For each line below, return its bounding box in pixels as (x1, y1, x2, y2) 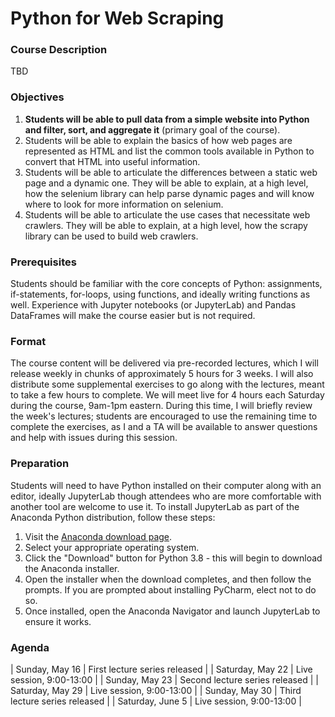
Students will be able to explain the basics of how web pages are (24, 134, 293, 146)
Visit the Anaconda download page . (24, 530, 173, 542)
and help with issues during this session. (10, 432, 178, 444)
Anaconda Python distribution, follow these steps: (10, 511, 216, 523)
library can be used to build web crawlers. (24, 230, 199, 242)
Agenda (10, 640, 50, 654)
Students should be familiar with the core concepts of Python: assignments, (10, 278, 323, 290)
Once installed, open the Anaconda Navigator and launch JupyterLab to (24, 605, 321, 617)
